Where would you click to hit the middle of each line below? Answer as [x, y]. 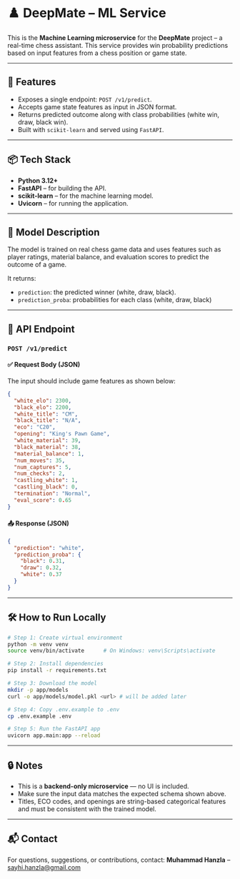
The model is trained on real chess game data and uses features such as [114, 249]
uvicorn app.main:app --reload [54, 735]
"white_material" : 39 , [47, 441]
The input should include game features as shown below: [92, 381]
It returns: [22, 278]
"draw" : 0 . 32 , [41, 568]
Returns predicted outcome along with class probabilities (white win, [119, 114]
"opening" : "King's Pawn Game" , [62, 434]
